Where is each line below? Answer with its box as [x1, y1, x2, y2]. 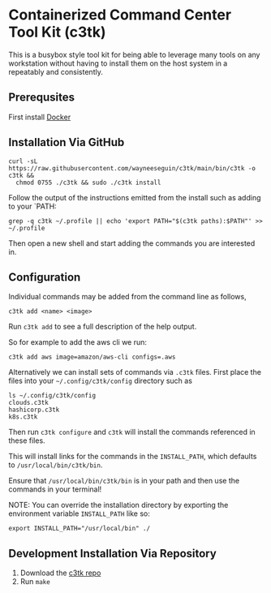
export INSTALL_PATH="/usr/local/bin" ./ [8, 525, 151, 533]
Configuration [8, 270, 81, 284]
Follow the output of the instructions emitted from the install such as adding [8, 192, 261, 202]
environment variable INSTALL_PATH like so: [8, 509, 150, 518]
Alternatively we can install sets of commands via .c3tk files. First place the [8, 367, 262, 377]
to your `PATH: [8, 201, 57, 211]
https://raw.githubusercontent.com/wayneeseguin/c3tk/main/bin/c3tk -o [8, 164, 256, 172]
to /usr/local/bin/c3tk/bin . [8, 460, 103, 470]
